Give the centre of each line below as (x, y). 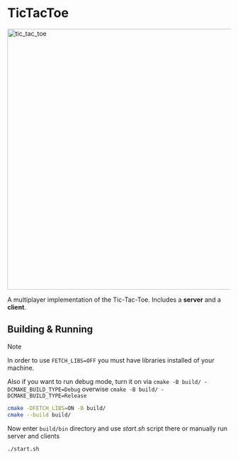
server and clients (34, 436)
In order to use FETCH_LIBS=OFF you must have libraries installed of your (111, 360)
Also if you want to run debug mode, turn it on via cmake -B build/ (104, 381)
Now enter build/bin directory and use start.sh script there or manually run (118, 428)
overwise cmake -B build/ (120, 389)
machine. (21, 368)
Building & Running (50, 330)
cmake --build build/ (39, 415)
